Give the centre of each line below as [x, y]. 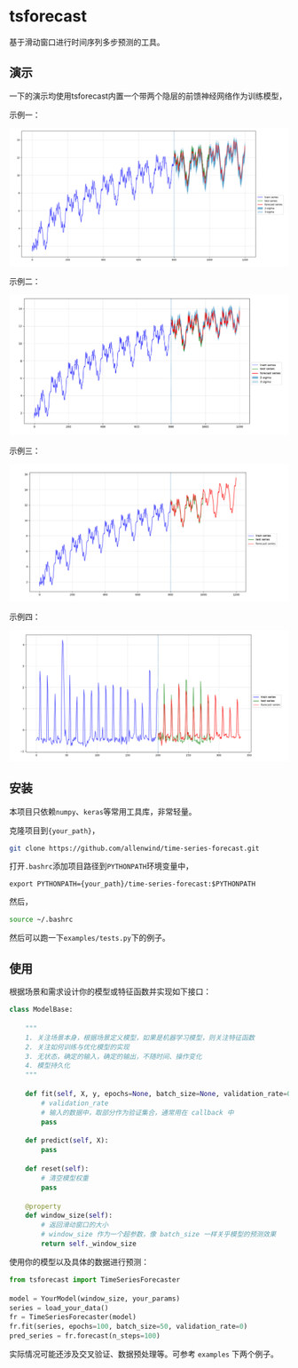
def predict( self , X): [67, 1141]
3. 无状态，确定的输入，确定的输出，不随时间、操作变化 [114, 1056]
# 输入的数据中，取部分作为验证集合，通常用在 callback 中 [137, 1112]
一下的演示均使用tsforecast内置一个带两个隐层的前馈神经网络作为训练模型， [148, 96]
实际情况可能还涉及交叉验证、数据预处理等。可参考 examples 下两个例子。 [144, 1354]
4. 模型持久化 [48, 1066]
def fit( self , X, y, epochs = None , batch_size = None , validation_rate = [157, 1094]
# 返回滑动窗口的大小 [75, 1225]
